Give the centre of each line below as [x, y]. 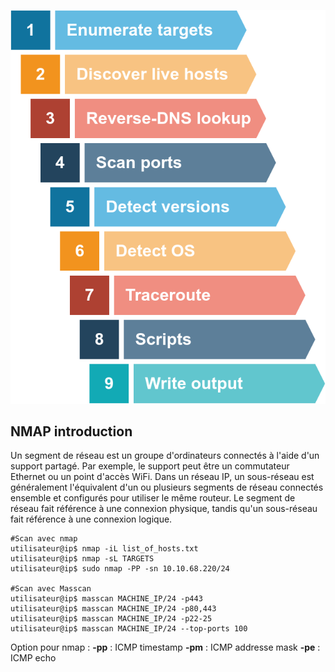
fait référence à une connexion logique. [91, 519]
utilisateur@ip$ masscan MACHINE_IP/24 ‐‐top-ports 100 [129, 629]
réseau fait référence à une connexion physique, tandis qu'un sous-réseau [164, 509]
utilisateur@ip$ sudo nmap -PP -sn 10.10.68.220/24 [120, 569]
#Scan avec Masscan [51, 589]
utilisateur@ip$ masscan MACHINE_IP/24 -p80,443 [113, 609]
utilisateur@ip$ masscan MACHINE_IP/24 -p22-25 [111, 619]
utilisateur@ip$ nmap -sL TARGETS [82, 559]
